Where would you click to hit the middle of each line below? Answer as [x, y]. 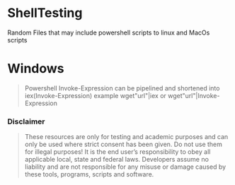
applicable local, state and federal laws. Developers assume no [116, 160]
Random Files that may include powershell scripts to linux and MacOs [109, 32]
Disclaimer [26, 121]
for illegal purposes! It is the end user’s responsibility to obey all [117, 152]
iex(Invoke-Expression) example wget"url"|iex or [95, 95]
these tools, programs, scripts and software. [89, 174]
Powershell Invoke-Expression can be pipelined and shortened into [122, 88]
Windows [36, 69]
